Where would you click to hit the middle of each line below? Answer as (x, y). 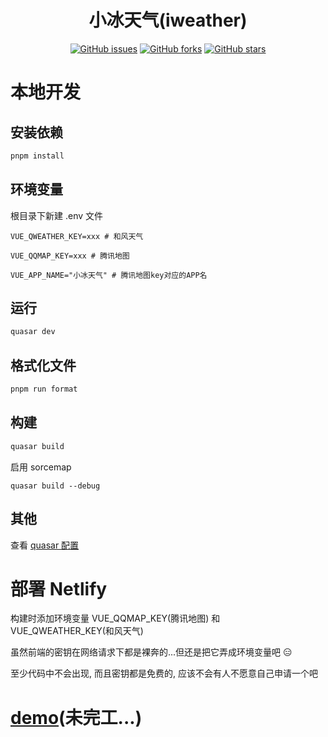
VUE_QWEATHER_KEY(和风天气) (77, 631)
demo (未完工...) (76, 717)
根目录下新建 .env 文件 (57, 215)
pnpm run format (44, 389)
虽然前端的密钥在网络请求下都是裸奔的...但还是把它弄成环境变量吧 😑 (151, 652)
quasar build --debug (55, 486)
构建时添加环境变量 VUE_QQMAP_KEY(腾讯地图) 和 (115, 618)
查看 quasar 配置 (45, 545)
